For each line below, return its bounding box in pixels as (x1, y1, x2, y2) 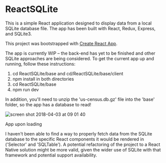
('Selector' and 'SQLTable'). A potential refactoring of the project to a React (5, 141, 160, 147)
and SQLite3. (5, 31, 32, 37)
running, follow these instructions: (5, 61, 76, 67)
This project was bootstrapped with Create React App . (5, 40, 118, 46)
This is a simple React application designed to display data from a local (5, 20, 152, 26)
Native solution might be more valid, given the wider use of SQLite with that (5, 146, 161, 152)
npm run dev (12, 86, 39, 92)
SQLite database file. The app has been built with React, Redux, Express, (5, 25, 156, 31)
